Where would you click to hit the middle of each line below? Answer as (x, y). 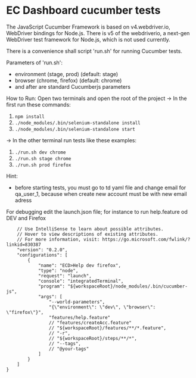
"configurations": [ (42, 255)
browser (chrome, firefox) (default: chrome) (68, 80)
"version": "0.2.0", (42, 250)
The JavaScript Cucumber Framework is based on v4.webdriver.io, (88, 27)
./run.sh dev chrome (40, 152)
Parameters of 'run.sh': (35, 63)
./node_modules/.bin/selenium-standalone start (75, 129)
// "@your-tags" (69, 349)
